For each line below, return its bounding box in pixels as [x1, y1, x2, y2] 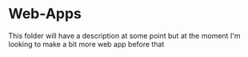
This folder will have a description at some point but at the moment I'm [8, 31, 242, 40]
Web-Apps [8, 5, 82, 23]
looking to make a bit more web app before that [8, 39, 165, 48]
